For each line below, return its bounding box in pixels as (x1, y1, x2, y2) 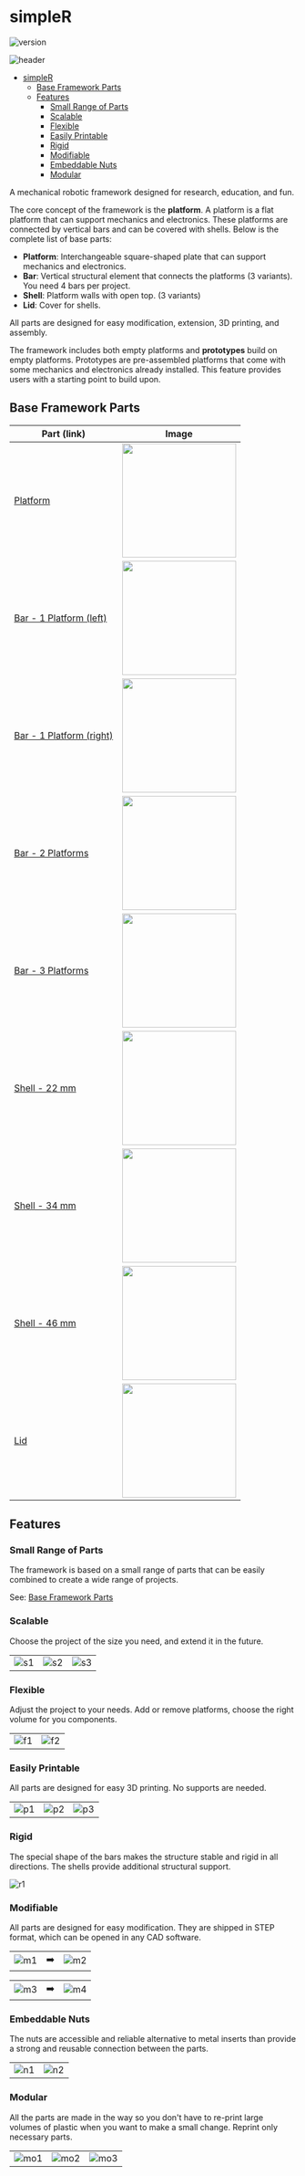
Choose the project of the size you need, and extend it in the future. (9, 1636, 264, 1647)
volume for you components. (9, 1714, 117, 1725)
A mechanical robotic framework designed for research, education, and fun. (9, 186, 295, 197)
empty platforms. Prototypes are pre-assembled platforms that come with (9, 354, 286, 365)
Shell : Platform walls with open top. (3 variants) (22, 289, 201, 300)
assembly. (9, 327, 48, 338)
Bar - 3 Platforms (14, 964, 89, 977)
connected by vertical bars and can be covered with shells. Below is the (9, 224, 280, 235)
